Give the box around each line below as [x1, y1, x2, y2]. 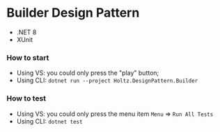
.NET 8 [16, 28, 37, 36]
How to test [6, 94, 47, 103]
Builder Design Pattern [6, 5, 140, 21]
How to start [6, 52, 49, 62]
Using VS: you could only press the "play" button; [16, 68, 159, 78]
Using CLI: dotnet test [16, 117, 83, 125]
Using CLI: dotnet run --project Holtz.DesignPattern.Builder [16, 76, 198, 85]
